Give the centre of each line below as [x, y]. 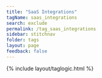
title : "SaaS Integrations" [42, 12]
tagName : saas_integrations [42, 18]
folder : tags [23, 40]
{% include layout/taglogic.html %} [50, 68]
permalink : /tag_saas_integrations [51, 29]
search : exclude [27, 23]
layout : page [23, 46]
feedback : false [27, 51]
